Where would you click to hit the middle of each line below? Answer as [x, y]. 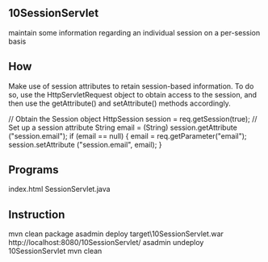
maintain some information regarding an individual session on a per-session [134, 32]
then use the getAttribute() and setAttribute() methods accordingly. [120, 103]
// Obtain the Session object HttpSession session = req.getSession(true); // [133, 119]
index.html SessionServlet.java [59, 189]
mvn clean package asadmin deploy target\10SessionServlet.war [116, 234]
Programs [33, 170]
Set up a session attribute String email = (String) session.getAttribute [123, 127]
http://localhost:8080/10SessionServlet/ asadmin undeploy [106, 243]
